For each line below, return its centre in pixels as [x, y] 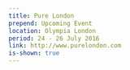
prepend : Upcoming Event [50, 23]
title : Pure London [41, 16]
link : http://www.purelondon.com [65, 46]
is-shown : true [34, 53]
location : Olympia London [52, 31]
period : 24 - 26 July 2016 [54, 38]
